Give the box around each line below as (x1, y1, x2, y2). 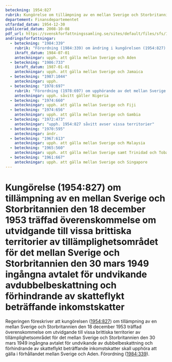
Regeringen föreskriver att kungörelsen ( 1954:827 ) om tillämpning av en (5, 318, 157, 324)
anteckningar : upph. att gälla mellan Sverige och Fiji (14, 103, 137, 108)
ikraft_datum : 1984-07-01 (14, 50, 70, 55)
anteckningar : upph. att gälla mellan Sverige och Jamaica (14, 70, 143, 75)
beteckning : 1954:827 (5, 7, 52, 13)
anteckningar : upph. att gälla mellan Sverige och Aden (14, 55, 137, 60)
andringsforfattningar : (5, 36, 56, 41)
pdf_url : (5, 31, 24, 36)
